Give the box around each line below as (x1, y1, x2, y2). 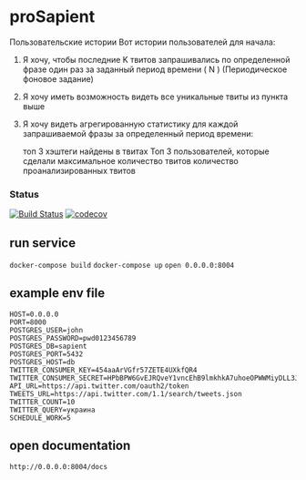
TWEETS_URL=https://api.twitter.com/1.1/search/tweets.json (9, 389, 243, 398)
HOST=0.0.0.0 (9, 310, 59, 319)
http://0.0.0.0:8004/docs (9, 462, 107, 471)
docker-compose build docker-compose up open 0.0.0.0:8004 (9, 261, 235, 271)
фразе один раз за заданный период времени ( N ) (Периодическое (22, 64, 288, 75)
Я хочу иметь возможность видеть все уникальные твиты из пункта (22, 91, 289, 102)
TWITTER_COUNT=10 (9, 397, 76, 406)
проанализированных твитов (22, 165, 137, 176)
